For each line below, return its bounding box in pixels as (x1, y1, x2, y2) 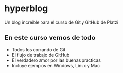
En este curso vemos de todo (4, 34, 96, 42)
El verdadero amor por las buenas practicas (11, 57, 101, 63)
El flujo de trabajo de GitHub (11, 52, 70, 58)
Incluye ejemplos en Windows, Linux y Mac (11, 62, 100, 68)
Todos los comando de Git (11, 46, 66, 52)
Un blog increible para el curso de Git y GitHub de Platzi (4, 19, 119, 25)
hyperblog (4, 3, 48, 14)
